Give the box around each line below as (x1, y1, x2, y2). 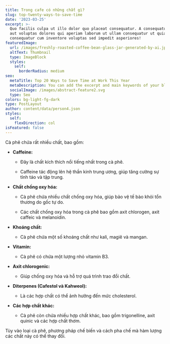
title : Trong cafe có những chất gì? (5, 7, 85, 13)
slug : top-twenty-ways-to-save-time (5, 12, 82, 17)
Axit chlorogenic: (12, 263, 50, 269)
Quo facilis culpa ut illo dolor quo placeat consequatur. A (10, 26, 142, 31)
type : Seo (10, 92, 30, 97)
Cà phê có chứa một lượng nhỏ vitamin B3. (20, 253, 109, 259)
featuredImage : (5, 41, 37, 46)
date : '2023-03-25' (5, 17, 47, 22)
